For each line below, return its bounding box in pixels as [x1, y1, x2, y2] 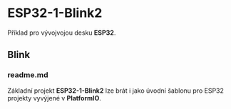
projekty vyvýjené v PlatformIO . [7, 93, 101, 102]
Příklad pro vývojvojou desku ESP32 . [7, 28, 116, 37]
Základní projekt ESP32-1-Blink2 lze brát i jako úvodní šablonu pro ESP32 [7, 86, 225, 95]
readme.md [7, 70, 48, 80]
